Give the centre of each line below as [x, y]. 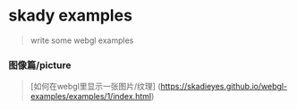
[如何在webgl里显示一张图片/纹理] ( [96, 87]
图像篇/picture [40, 65]
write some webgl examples [82, 40]
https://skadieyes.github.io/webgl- [224, 87]
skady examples [71, 16]
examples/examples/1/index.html [91, 97]
